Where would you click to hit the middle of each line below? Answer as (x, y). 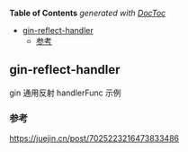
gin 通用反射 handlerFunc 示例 (65, 93)
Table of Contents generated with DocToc (88, 13)
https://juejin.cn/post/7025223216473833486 (94, 139)
